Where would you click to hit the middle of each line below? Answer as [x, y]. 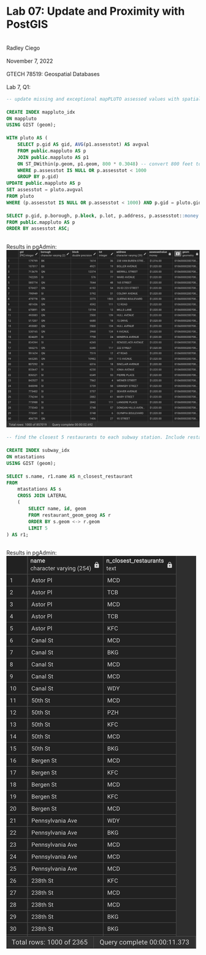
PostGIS [27, 24]
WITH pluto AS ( [27, 138]
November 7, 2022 [30, 61]
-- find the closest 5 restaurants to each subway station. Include [96, 437]
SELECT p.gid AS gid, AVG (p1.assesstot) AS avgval [83, 145]
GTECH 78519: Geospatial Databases [53, 74]
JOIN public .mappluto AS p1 [53, 157]
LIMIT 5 [38, 528]
